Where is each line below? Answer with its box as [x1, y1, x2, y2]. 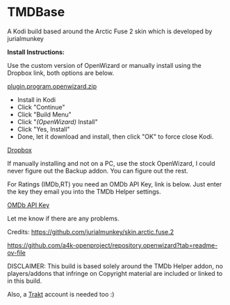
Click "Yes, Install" [17, 125, 71, 133]
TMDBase [7, 4, 65, 20]
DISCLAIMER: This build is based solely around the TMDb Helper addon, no [7, 261, 224, 270]
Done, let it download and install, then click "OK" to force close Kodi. [17, 132, 214, 141]
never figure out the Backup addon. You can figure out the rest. [7, 166, 189, 175]
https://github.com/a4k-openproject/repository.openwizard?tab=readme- [7, 241, 218, 250]
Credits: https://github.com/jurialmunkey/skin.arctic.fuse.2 [7, 227, 174, 236]
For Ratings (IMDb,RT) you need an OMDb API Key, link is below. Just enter [7, 180, 222, 188]
